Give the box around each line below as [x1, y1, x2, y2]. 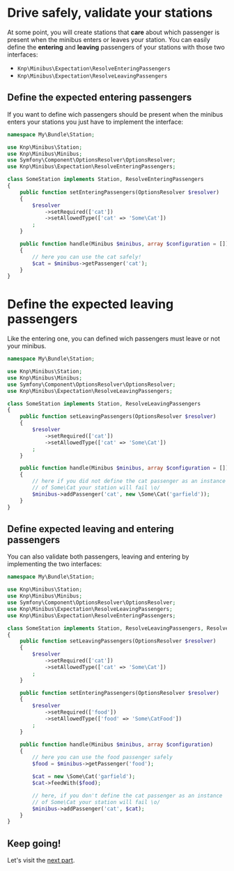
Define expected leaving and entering [7, 523, 174, 535]
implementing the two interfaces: [7, 560, 102, 568]
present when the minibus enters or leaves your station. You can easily [7, 35, 210, 43]
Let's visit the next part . [7, 856, 75, 865]
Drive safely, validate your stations [7, 5, 213, 21]
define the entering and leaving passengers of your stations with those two [7, 43, 225, 51]
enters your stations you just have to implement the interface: [7, 117, 183, 126]
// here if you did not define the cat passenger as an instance [32, 477, 226, 485]
